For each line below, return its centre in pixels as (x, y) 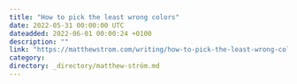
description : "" (39, 42)
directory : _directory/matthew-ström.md (85, 66)
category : (27, 58)
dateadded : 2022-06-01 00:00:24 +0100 (80, 33)
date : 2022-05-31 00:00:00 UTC (67, 25)
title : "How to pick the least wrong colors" (94, 17)
